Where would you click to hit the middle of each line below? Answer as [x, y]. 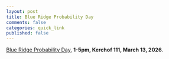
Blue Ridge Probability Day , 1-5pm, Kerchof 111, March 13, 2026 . [85, 50]
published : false [27, 33]
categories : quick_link [35, 28]
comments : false [26, 22]
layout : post [22, 11]
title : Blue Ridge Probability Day [50, 17]
